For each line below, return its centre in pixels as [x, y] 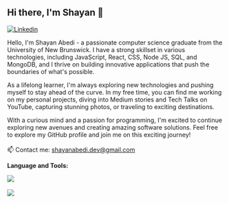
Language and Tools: [38, 165]
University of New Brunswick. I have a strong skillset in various [96, 49]
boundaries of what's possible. [51, 71]
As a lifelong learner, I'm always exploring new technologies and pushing [110, 85]
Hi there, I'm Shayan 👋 [55, 13]
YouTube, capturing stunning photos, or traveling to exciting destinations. [111, 106]
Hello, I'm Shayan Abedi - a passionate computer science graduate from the [115, 43]
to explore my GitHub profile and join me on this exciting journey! [99, 134]
